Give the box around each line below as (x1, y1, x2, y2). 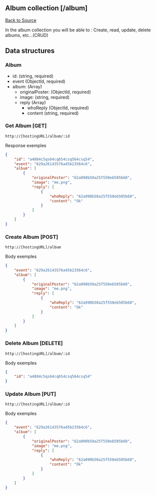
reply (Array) (19, 99, 46, 105)
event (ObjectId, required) (12, 78, 66, 84)
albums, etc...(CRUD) (5, 32, 49, 38)
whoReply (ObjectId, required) (27, 105, 89, 111)
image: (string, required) (19, 94, 70, 100)
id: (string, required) (12, 73, 54, 79)
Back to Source (5, 17, 37, 23)
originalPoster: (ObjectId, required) (19, 89, 91, 95)
